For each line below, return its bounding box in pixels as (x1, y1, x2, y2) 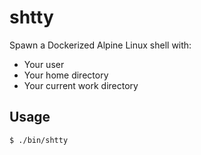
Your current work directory (23, 79, 139, 91)
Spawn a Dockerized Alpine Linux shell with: (9, 39, 192, 51)
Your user (23, 58, 65, 70)
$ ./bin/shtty (9, 135, 69, 145)
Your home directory (23, 69, 109, 81)
